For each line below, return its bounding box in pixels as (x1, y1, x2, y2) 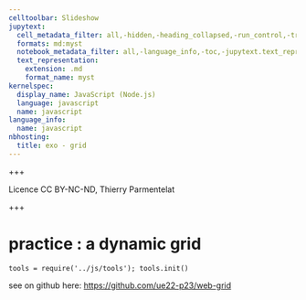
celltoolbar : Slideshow (8, 13, 100, 23)
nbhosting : (8, 133, 50, 142)
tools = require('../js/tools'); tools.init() (8, 263, 189, 273)
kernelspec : (8, 81, 54, 91)
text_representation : (16, 56, 100, 65)
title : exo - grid (16, 141, 88, 150)
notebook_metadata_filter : (16, 48, 120, 57)
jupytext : (8, 22, 47, 31)
